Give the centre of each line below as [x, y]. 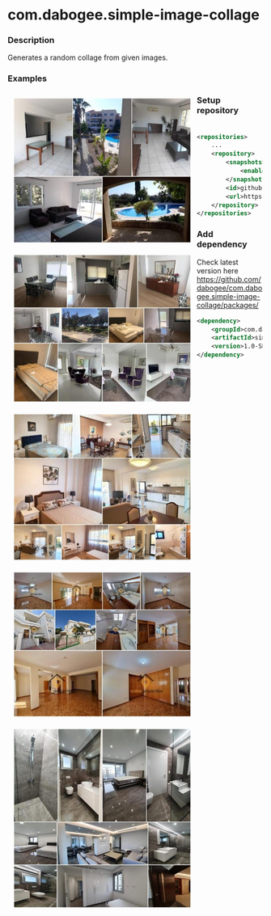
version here [218, 270]
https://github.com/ [229, 279]
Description [31, 40]
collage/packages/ [228, 305]
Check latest [218, 262]
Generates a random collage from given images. [88, 57]
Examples [28, 78]
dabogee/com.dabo [230, 288]
